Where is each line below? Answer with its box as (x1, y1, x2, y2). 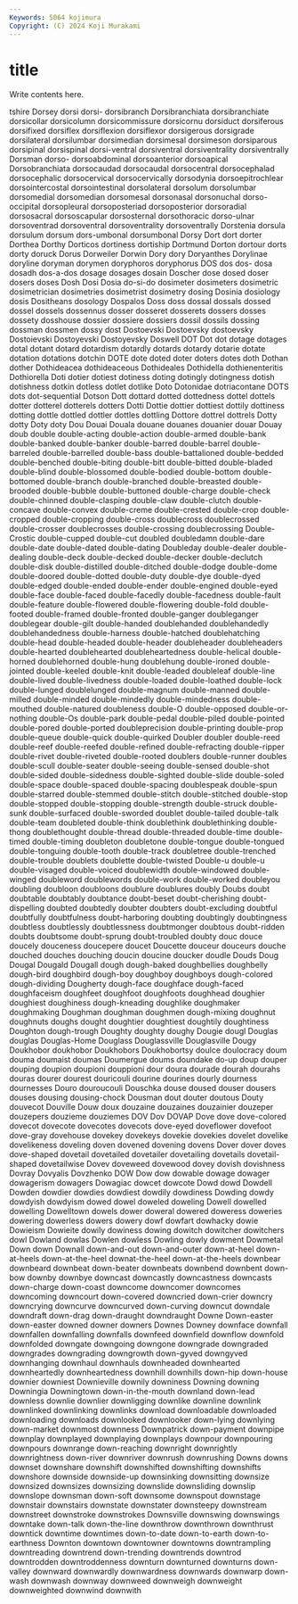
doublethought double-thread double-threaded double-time (32, 827, 253, 838)
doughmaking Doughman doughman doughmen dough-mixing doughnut (9, 1007, 276, 1018)
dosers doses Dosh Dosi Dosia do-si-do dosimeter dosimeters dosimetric (9, 277, 278, 288)
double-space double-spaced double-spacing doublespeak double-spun (9, 780, 278, 790)
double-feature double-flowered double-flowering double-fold (9, 599, 238, 610)
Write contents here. (9, 89, 85, 100)
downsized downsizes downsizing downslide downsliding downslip (9, 1481, 256, 1492)
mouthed (9, 704, 43, 715)
